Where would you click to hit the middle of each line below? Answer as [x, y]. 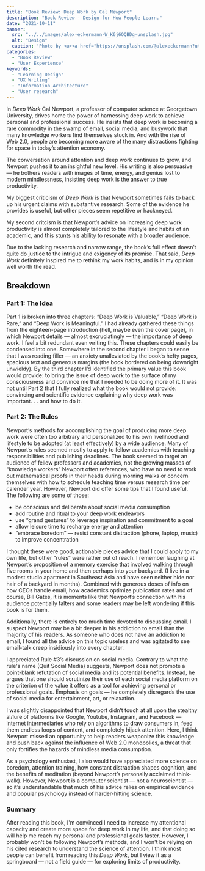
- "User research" [35, 92]
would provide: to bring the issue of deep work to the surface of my [91, 375]
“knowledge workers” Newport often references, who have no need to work [102, 469]
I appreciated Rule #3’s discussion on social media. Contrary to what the [97, 659]
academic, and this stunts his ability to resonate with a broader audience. [98, 235]
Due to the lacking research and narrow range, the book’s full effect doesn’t [101, 247]
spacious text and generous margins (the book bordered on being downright [103, 362]
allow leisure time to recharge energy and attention [79, 526]
